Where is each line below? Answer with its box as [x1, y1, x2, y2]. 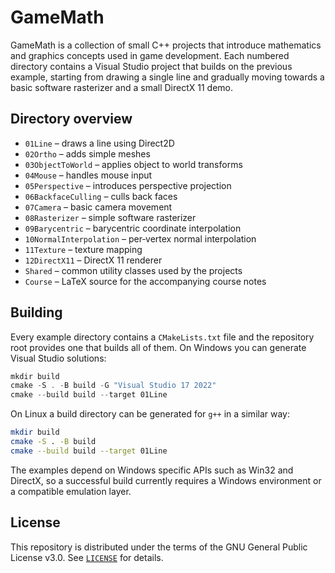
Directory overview [10, 111, 133, 128]
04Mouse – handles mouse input [24, 169, 153, 181]
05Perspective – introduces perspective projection [24, 179, 232, 191]
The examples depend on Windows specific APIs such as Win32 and [10, 464, 294, 476]
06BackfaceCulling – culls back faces [24, 190, 178, 202]
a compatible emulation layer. [10, 485, 132, 497]
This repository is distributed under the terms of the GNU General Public [10, 541, 308, 553]
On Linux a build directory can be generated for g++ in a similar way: [10, 408, 290, 420]
